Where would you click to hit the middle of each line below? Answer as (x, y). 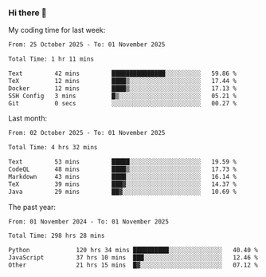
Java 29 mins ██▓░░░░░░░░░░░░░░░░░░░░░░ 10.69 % (123, 192)
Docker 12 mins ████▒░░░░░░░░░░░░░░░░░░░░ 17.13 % (123, 88)
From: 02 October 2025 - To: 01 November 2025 (87, 133)
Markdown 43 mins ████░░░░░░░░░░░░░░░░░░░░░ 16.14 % (123, 176)
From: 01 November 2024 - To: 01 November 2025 (89, 222)
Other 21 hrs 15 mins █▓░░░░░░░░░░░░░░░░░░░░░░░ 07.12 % (133, 265)
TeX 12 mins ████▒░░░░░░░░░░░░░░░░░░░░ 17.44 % (123, 81)
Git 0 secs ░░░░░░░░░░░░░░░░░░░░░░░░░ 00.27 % (123, 103)
